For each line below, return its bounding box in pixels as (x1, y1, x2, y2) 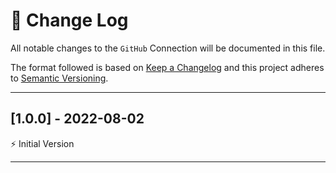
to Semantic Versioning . (10, 72, 109, 84)
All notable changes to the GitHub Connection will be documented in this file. (10, 42, 326, 54)
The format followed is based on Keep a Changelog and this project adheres (10, 61, 325, 73)
